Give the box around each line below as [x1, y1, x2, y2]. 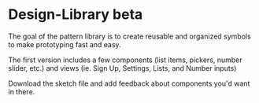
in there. [8, 86, 35, 96]
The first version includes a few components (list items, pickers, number [8, 55, 242, 64]
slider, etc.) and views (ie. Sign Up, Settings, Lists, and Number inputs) [8, 63, 237, 72]
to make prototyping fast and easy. [8, 39, 121, 49]
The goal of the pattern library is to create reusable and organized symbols [8, 31, 252, 41]
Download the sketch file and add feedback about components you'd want [8, 79, 250, 88]
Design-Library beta [8, 6, 143, 24]
